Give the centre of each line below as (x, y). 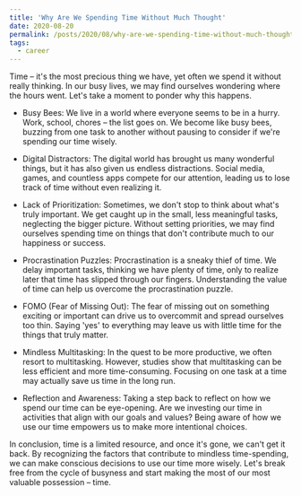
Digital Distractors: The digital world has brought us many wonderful (148, 159)
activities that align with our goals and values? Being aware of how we (152, 417)
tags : (19, 43)
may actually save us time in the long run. (99, 381)
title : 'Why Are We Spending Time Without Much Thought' (118, 17)
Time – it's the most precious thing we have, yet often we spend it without (146, 76)
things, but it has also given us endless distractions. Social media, (144, 169)
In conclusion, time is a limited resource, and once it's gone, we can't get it (147, 444)
